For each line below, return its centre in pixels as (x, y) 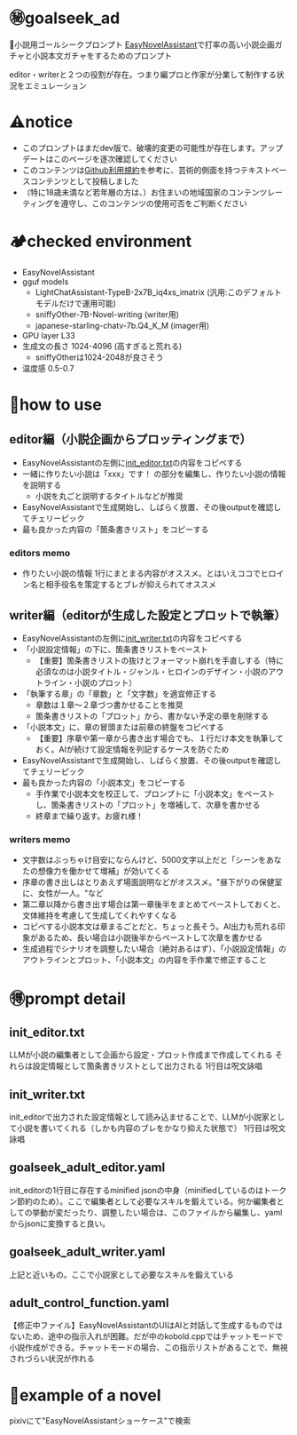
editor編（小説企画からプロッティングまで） (131, 439)
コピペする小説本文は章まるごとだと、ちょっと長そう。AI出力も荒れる (149, 927)
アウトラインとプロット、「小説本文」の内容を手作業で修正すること (145, 960)
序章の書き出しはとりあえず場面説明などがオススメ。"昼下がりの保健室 (152, 882)
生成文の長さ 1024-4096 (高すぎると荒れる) (102, 346)
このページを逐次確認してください (115, 159)
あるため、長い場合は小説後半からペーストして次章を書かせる (150, 937)
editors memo (40, 553)
